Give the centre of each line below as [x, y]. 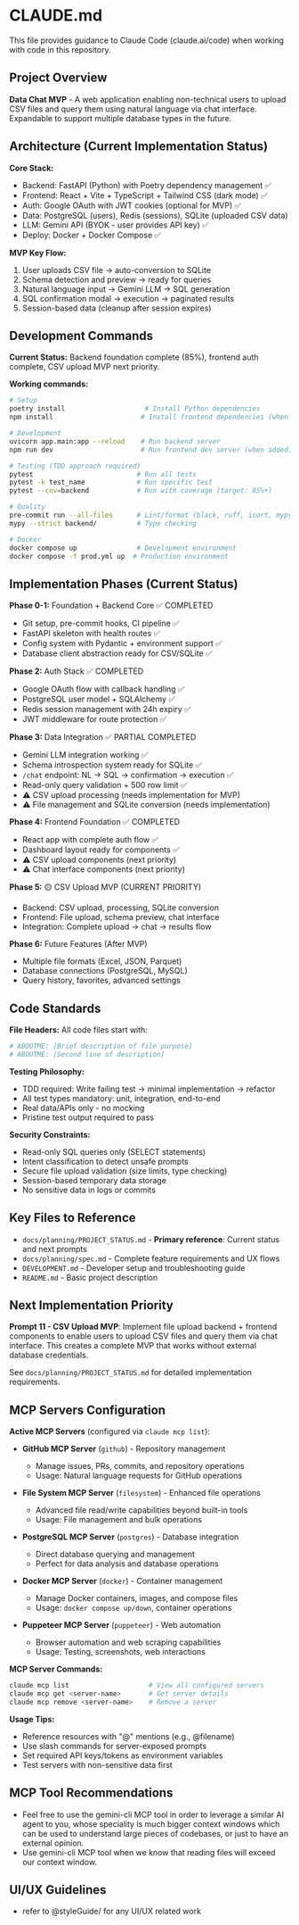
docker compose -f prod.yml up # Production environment [119, 556]
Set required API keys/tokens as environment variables [122, 1755]
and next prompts [54, 1249]
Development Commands [81, 336]
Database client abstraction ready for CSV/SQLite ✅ [117, 653]
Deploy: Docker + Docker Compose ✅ [92, 235]
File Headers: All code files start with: [79, 1030]
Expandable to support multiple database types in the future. [121, 118]
